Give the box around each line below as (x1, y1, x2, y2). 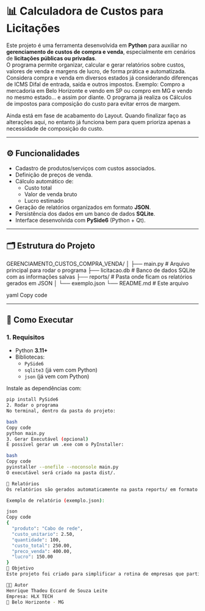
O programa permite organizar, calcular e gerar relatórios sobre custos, (6, 61, 185, 68)
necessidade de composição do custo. (6, 125, 104, 132)
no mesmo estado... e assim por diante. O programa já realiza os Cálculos (6, 93, 192, 101)
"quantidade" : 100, (12, 536, 62, 543)
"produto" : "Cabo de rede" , (12, 525, 84, 532)
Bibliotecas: (15, 353, 45, 360)
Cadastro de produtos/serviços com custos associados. (15, 164, 156, 172)
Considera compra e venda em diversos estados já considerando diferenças (6, 74, 198, 81)
